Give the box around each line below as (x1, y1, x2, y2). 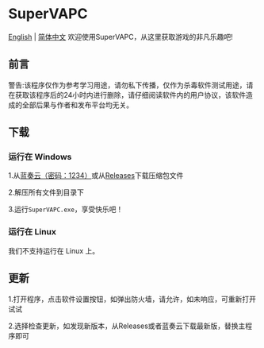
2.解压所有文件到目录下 (8, 188, 85, 197)
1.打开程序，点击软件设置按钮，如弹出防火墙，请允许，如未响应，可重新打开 (8, 294, 256, 304)
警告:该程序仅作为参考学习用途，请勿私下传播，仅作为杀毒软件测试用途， (8, 80, 247, 90)
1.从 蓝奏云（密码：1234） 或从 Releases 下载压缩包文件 (8, 171, 184, 180)
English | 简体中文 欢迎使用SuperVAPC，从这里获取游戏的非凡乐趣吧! (8, 32, 234, 41)
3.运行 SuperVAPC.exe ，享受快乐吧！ (8, 204, 124, 215)
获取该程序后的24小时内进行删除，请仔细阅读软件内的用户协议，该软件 (14, 90, 247, 99)
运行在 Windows (8, 152, 72, 163)
